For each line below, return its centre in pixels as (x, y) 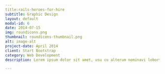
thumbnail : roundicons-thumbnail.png (44, 37)
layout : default (22, 19)
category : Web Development (33, 55)
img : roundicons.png (26, 32)
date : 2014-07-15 (23, 28)
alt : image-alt (21, 42)
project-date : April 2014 (31, 46)
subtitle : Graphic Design (31, 14)
